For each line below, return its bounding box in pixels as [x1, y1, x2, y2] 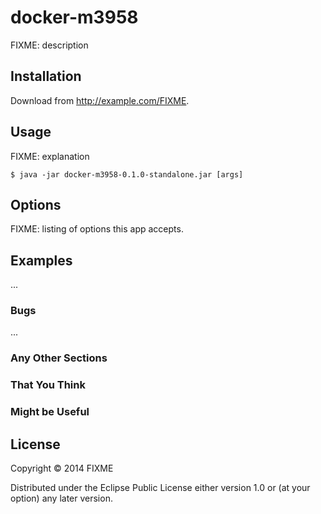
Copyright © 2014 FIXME [10, 462, 114, 475]
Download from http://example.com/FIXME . [10, 94, 190, 106]
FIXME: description [10, 39, 89, 51]
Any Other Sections [10, 351, 108, 365]
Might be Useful [10, 405, 90, 419]
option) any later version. [10, 492, 113, 505]
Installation [10, 68, 82, 85]
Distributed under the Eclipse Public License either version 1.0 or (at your [10, 482, 311, 494]
